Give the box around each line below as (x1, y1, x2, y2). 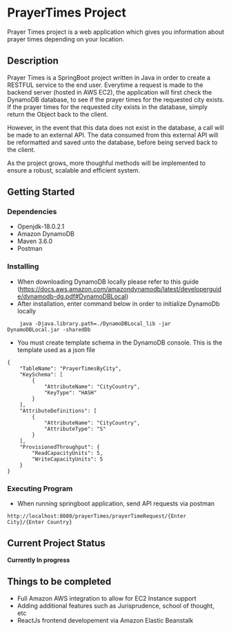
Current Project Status (7, 537, 106, 550)
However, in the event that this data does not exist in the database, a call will (7, 123, 224, 132)
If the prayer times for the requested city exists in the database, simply (7, 102, 208, 111)
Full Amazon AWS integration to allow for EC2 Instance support (17, 594, 197, 602)
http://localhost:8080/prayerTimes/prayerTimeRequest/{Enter (7, 513, 187, 520)
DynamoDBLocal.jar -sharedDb (7, 326, 91, 333)
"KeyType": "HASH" (43, 389, 97, 396)
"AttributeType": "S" (43, 425, 107, 432)
